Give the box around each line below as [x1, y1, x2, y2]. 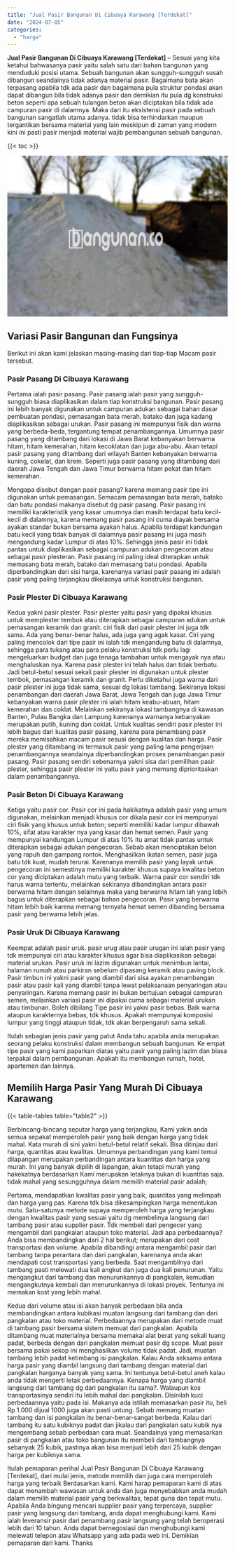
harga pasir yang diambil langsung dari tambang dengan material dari [7, 1361, 208, 1369]
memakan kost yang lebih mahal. [7, 1287, 102, 1296]
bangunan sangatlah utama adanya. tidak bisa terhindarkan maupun [7, 113, 204, 122]
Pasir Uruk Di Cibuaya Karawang [7, 927, 120, 937]
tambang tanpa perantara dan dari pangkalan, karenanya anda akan [7, 1250, 203, 1259]
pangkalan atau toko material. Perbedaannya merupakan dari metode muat [7, 1316, 223, 1325]
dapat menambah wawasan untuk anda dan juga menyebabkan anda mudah [7, 1486, 227, 1494]
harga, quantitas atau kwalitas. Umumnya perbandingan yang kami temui [7, 1147, 218, 1156]
